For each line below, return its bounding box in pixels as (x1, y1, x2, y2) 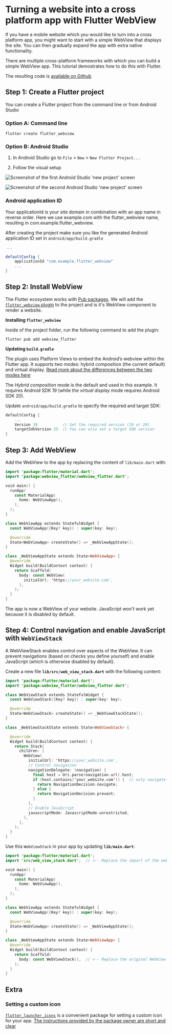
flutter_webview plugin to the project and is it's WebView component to (5, 301, 157, 307)
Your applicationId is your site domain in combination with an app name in (5, 209, 161, 215)
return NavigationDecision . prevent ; (37, 791, 116, 797)
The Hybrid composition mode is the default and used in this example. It (5, 382, 158, 388)
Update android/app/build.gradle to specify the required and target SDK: (5, 403, 161, 409)
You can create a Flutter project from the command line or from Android (5, 101, 157, 107)
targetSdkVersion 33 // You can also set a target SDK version (14, 427, 155, 432)
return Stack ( (14, 743, 45, 749)
